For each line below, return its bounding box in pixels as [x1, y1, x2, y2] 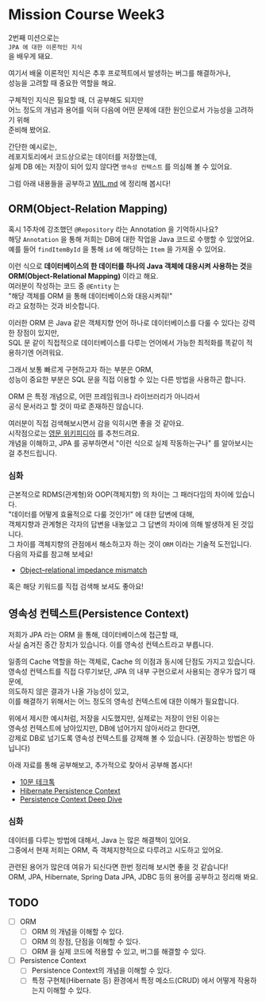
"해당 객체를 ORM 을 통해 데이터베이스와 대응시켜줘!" [8, 290, 173, 300]
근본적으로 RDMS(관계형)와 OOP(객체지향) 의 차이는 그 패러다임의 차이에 [8, 489, 234, 499]
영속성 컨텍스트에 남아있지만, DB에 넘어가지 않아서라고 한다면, [8, 723, 200, 733]
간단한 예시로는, [8, 142, 58, 151]
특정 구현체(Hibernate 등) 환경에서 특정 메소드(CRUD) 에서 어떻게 [31, 976, 236, 985]
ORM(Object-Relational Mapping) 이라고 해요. [8, 271, 159, 280]
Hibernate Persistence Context [19, 786, 121, 795]
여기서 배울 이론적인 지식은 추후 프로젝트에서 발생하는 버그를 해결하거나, [8, 68, 231, 77]
